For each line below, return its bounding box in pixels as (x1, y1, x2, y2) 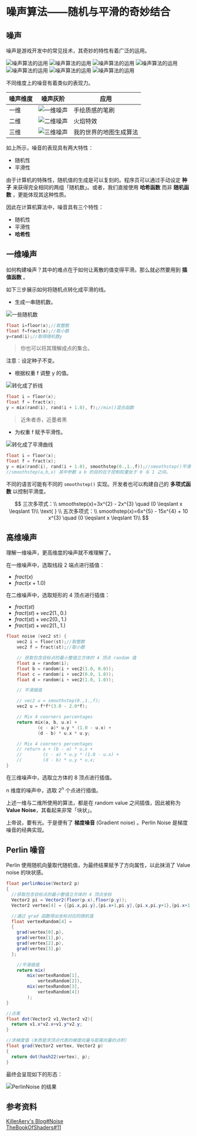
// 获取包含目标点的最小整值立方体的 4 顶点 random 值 (16, 655, 137, 661)
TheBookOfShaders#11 (6, 1124, 62, 1131)
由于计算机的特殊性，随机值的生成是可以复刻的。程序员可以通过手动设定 (6, 176, 181, 183)
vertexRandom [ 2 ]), (37, 978, 83, 984)
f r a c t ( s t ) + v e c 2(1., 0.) (14, 610, 67, 617)
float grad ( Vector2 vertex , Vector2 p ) (6, 1043, 104, 1049)
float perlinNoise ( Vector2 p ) (6, 880, 80, 887)
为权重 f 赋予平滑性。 (14, 428, 66, 436)
